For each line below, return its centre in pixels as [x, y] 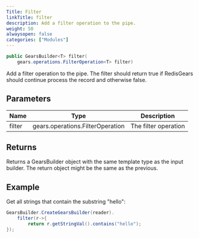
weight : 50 [20, 29]
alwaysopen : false [29, 34]
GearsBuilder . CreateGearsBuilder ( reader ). [60, 213]
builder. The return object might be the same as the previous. [82, 168]
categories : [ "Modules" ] [37, 40]
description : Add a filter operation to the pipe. [71, 23]
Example [23, 187]
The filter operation [158, 126]
